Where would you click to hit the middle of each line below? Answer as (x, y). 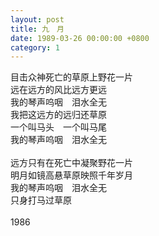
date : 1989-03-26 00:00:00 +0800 (80, 38)
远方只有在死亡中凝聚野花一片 (71, 163)
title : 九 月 (37, 29)
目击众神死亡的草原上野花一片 (71, 77)
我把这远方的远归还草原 (58, 115)
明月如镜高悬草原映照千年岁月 (71, 175)
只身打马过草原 (41, 200)
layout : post (37, 19)
